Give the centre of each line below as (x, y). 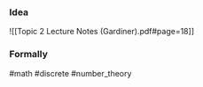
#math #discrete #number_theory (70, 73)
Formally (29, 54)
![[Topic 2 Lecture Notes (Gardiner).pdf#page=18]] (102, 32)
